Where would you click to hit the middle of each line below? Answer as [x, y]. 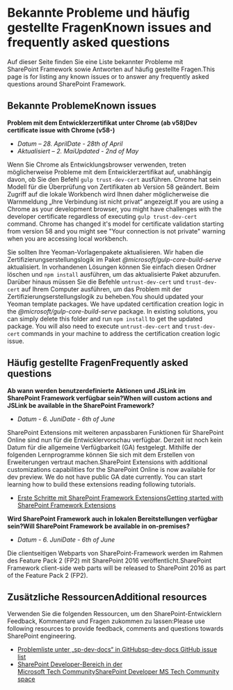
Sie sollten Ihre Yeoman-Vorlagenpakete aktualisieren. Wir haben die [105, 252]
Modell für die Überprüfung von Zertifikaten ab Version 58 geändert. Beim [113, 187]
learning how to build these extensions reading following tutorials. [102, 484]
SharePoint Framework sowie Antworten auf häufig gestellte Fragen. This [111, 69]
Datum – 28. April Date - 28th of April [70, 144]
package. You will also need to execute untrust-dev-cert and [95, 326]
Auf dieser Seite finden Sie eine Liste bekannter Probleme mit [95, 61]
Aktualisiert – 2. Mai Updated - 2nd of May [78, 151]
